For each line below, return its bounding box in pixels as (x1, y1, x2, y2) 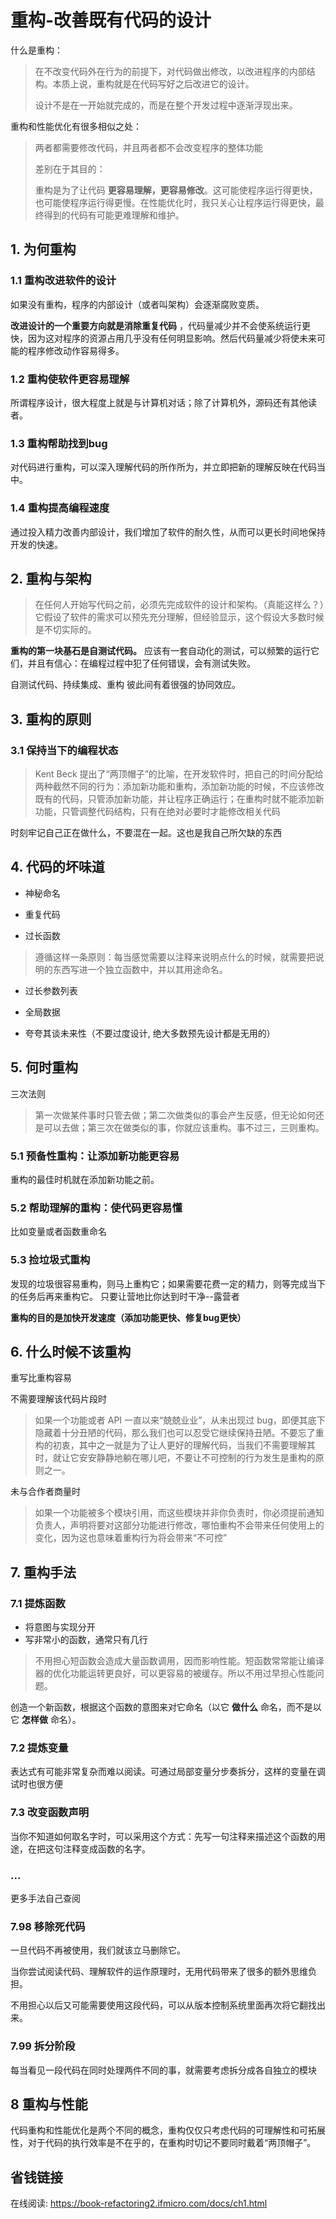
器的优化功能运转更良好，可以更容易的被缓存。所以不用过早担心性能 (34, 1667, 316, 1680)
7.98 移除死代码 (10, 1919, 86, 1933)
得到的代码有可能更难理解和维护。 (43, 209, 185, 221)
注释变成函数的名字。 (62, 1842, 151, 1855)
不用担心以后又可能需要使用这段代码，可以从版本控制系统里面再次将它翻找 (10, 1999, 317, 2011)
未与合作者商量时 (10, 1486, 81, 1498)
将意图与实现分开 (24, 1621, 96, 1633)
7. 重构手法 (10, 1564, 77, 1581)
